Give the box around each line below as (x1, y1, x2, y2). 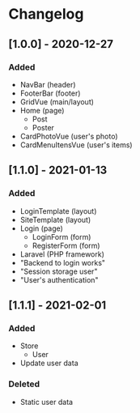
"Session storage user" (19, 266, 98, 276)
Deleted (8, 378, 40, 390)
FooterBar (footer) (19, 88, 81, 98)
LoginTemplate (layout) (19, 206, 97, 215)
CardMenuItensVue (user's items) (19, 139, 133, 150)
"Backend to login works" (19, 258, 106, 267)
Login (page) (19, 224, 63, 233)
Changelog (8, 5, 84, 23)
